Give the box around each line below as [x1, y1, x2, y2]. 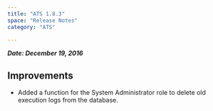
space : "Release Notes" [7, 17, 78, 24]
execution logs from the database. [17, 96, 119, 105]
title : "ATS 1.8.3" [7, 10, 66, 18]
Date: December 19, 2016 [7, 49, 83, 57]
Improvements [7, 69, 73, 81]
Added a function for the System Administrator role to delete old [17, 88, 207, 97]
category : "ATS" [7, 23, 56, 30]
